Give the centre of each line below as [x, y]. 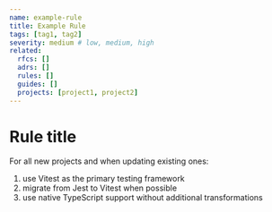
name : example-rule [46, 17]
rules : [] [35, 76]
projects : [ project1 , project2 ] [78, 92]
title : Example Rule [48, 26]
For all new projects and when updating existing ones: [109, 161]
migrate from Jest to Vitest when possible [100, 188]
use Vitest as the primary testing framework [104, 179]
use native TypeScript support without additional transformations [142, 198]
